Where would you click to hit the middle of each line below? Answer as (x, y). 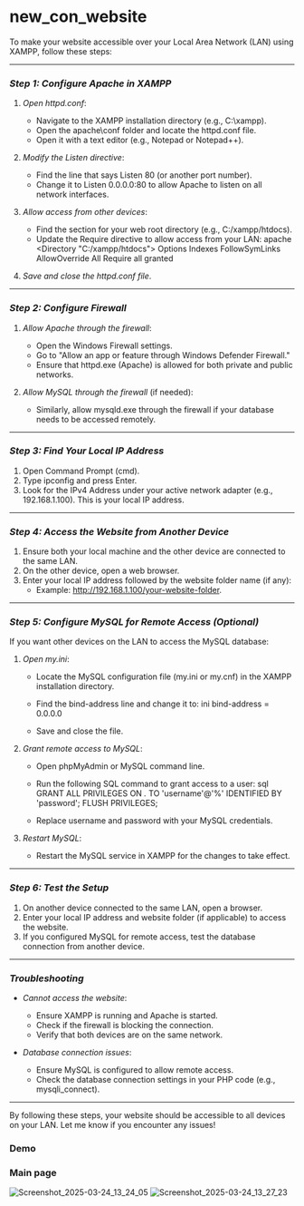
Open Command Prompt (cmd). (81, 471)
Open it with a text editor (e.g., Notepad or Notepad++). (140, 140)
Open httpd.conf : (54, 103)
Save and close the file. (80, 731)
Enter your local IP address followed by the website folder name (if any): (157, 580)
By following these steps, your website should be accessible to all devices (147, 1115)
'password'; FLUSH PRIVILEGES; (97, 803)
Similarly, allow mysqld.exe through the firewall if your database (155, 409)
